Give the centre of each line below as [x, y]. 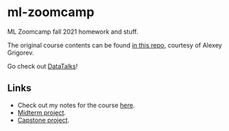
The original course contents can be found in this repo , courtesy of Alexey [115, 45]
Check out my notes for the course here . [76, 105]
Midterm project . [42, 112]
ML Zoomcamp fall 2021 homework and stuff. [73, 32]
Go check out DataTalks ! [42, 66]
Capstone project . [44, 120]
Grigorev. [21, 53]
